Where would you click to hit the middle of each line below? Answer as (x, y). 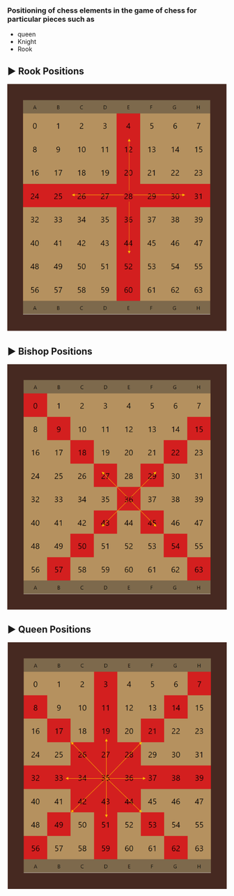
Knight (27, 42)
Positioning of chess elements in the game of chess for (102, 10)
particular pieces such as (51, 19)
